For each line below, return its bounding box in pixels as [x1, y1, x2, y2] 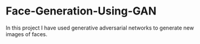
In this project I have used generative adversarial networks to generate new [5, 24, 195, 31]
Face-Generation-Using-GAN [5, 4, 157, 18]
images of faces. [5, 30, 48, 37]
